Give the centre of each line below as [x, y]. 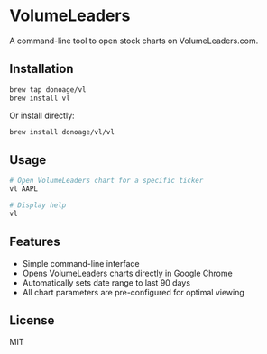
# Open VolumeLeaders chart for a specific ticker [106, 181]
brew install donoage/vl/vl [62, 132]
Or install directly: [42, 115]
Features [35, 242]
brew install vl [40, 98]
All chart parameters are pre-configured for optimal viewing [133, 292]
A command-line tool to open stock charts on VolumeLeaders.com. [134, 41]
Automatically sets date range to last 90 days [106, 282]
